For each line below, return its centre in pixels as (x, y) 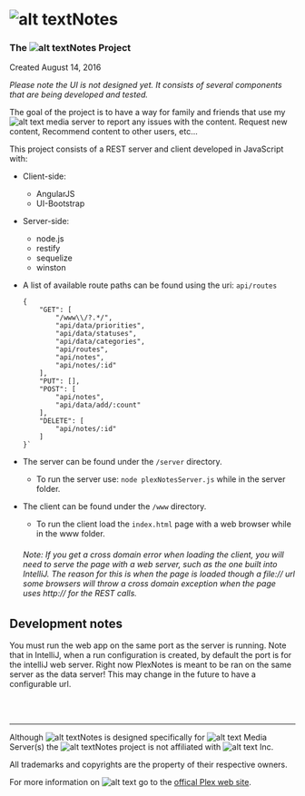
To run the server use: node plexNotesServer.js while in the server (161, 479)
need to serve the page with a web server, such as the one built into (150, 565)
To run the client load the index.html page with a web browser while (164, 524)
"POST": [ (58, 389)
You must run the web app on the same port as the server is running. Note (148, 645)
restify (48, 249)
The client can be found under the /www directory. (114, 506)
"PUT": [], (60, 381)
